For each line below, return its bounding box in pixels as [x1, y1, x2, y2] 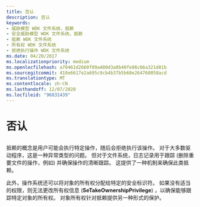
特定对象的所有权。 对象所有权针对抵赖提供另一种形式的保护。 [11, 194, 165, 202]
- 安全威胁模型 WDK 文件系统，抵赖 [6, 31, 83, 37]
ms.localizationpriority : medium [6, 58, 90, 64]
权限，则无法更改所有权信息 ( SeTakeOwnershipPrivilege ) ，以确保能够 [11, 187, 186, 194]
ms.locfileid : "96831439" [6, 92, 70, 98]
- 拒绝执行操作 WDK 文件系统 [6, 48, 70, 54]
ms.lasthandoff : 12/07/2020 [6, 86, 76, 92]
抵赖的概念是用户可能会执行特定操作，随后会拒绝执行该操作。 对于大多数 [6, 144, 186, 152]
